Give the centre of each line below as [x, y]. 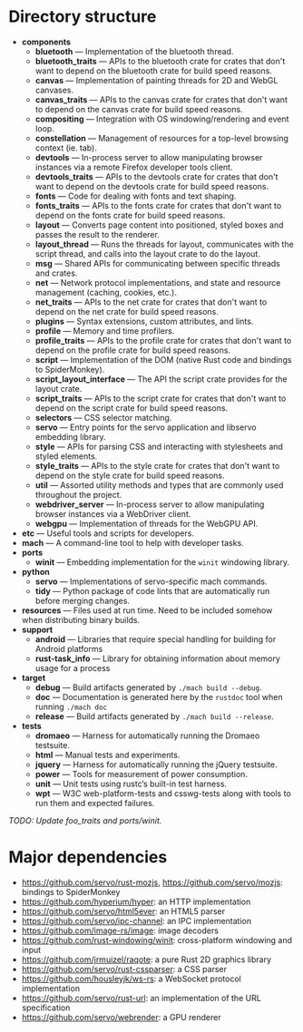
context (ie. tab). [66, 148]
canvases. [54, 90]
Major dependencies [88, 857]
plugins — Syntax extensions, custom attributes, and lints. [144, 321]
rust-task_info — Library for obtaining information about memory [157, 658]
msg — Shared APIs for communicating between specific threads [157, 263]
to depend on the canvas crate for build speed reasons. [139, 109]
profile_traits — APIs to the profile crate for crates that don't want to [163, 340]
